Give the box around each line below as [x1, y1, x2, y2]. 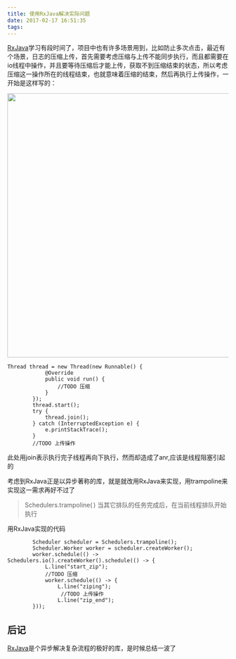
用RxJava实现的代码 [7, 524, 65, 533]
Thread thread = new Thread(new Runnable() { [7, 364, 143, 371]
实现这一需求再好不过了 [7, 486, 75, 494]
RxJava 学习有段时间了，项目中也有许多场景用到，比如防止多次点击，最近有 [7, 44, 225, 52]
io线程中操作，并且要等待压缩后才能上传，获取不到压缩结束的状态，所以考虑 [7, 61, 228, 70]
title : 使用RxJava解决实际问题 [7, 10, 91, 18]
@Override [44, 369, 74, 377]
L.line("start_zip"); [44, 563, 109, 571]
